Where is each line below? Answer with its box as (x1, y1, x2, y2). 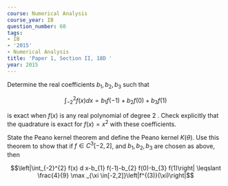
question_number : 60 (7, 23, 67, 30)
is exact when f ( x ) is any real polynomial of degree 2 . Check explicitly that (7, 111, 219, 119)
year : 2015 (7, 61, 39, 68)
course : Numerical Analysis (7, 10, 88, 17)
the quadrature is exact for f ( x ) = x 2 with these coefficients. (7, 118, 177, 128)
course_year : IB (7, 17, 54, 23)
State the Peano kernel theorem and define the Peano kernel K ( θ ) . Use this (7, 133, 219, 141)
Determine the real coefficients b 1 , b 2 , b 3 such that (7, 80, 149, 90)
